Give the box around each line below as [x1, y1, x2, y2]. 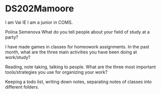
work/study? [5, 54, 31, 60]
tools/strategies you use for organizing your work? [5, 69, 108, 75]
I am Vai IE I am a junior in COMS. [5, 19, 73, 25]
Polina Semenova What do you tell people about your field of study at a [5, 29, 150, 35]
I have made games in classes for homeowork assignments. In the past [5, 44, 150, 49]
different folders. [5, 84, 40, 90]
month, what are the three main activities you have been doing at [5, 49, 137, 55]
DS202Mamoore [5, 3, 74, 14]
